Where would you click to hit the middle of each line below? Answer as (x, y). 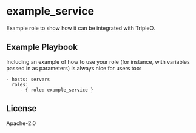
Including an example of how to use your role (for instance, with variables (98, 61)
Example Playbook (42, 47)
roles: (20, 84)
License (22, 108)
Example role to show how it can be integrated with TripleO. (81, 28)
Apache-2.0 (21, 123)
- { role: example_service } (57, 90)
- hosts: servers (28, 79)
